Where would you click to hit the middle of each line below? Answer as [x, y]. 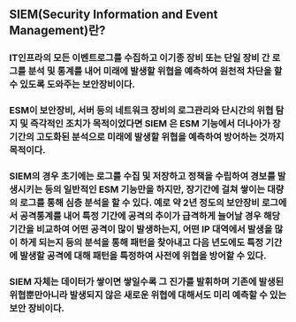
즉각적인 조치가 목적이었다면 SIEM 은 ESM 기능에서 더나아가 [150, 124]
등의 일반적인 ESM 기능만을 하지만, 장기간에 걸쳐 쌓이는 [155, 189]
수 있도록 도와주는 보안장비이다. [72, 85]
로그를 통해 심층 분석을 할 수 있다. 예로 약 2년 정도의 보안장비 [140, 203]
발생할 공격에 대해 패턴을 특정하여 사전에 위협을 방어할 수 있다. [143, 256]
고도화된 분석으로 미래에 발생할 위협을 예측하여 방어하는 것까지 [160, 137]
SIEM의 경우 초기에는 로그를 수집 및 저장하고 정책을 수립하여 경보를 [142, 176]
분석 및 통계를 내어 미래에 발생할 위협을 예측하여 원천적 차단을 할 [155, 72]
